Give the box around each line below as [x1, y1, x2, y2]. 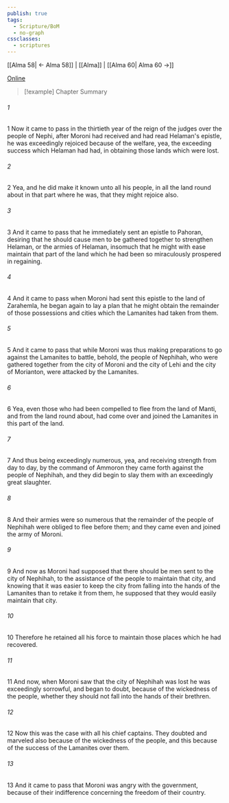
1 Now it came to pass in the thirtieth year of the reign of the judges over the [7, 124, 222, 133]
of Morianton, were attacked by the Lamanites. [7, 368, 139, 376]
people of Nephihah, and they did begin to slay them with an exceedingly [7, 471, 214, 479]
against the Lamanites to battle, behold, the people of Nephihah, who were [7, 353, 218, 362]
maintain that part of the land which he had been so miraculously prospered [7, 250, 221, 258]
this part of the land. [7, 419, 64, 428]
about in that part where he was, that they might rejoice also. [7, 190, 179, 199]
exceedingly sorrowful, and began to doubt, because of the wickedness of [7, 685, 218, 693]
